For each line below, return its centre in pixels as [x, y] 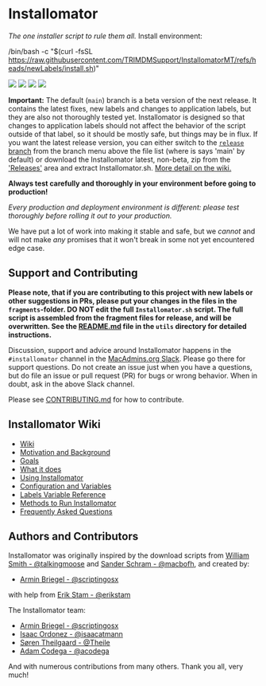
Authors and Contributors [73, 536]
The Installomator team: [47, 610]
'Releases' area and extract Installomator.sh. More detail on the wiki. [120, 167]
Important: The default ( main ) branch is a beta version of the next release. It [133, 100]
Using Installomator [52, 477]
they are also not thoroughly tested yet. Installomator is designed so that [127, 117]
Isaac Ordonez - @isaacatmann [71, 634]
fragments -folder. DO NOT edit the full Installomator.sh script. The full [126, 309]
